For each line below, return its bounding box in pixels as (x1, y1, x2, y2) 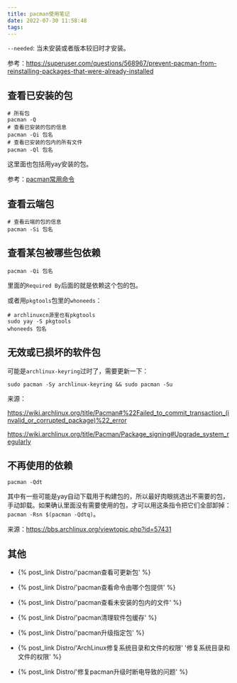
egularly (7, 437, 32, 446)
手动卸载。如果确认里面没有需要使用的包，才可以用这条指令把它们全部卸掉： (7, 501, 231, 510)
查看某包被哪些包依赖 (7, 247, 101, 259)
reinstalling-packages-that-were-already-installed (7, 67, 154, 75)
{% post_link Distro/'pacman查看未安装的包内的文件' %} (17, 598, 182, 607)
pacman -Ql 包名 (7, 146, 53, 154)
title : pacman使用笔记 (7, 10, 70, 18)
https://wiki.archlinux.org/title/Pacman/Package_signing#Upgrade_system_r (7, 429, 229, 438)
